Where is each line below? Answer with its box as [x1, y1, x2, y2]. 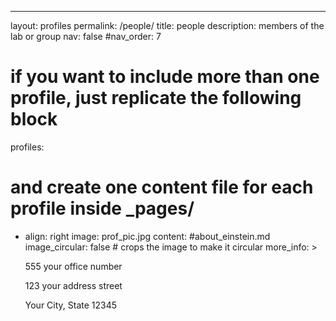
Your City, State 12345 [24, 299, 118, 311]
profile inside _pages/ [10, 197, 195, 220]
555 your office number [24, 260, 123, 272]
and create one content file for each [10, 176, 314, 199]
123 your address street [24, 279, 123, 291]
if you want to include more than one [10, 66, 320, 88]
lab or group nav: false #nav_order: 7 [10, 31, 162, 42]
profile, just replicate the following [10, 87, 302, 110]
